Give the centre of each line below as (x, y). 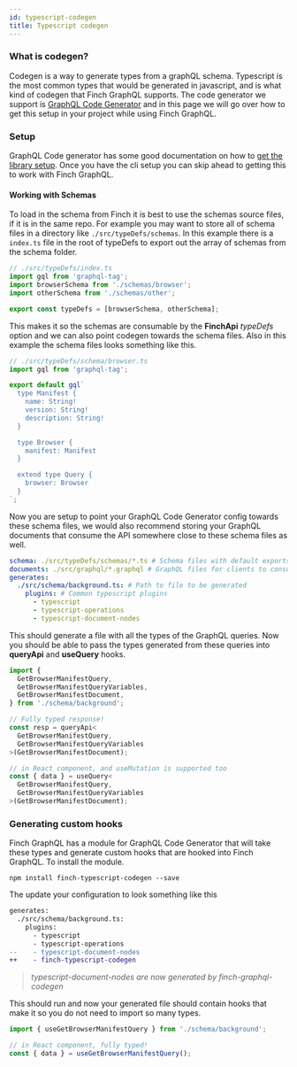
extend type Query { (55, 475)
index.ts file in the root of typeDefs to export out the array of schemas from (148, 243)
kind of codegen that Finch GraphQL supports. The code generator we (138, 95)
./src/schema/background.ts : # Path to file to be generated (132, 585)
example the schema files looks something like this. (103, 344)
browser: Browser (57, 483)
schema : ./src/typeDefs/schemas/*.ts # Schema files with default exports (150, 561)
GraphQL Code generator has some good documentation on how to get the (146, 156)
